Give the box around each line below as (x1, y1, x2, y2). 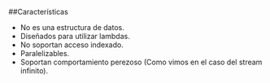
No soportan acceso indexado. (20, 40, 124, 50)
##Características (8, 7, 69, 16)
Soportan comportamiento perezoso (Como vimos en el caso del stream (20, 57, 263, 67)
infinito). (20, 66, 49, 76)
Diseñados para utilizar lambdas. (20, 32, 130, 41)
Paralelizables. (20, 49, 70, 58)
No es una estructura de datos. (20, 23, 124, 32)
